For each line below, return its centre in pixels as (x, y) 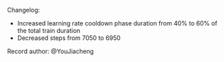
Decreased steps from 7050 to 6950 (69, 38)
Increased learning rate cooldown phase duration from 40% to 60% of (117, 23)
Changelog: (23, 10)
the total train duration (49, 31)
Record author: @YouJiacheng (51, 51)
